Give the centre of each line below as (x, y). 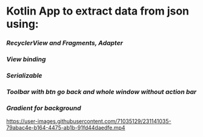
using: (23, 24)
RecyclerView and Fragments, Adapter (65, 43)
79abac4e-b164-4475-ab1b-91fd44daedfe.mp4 (66, 128)
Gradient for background (44, 108)
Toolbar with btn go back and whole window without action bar (101, 92)
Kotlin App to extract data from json (98, 11)
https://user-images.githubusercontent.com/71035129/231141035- (89, 121)
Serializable (24, 75)
